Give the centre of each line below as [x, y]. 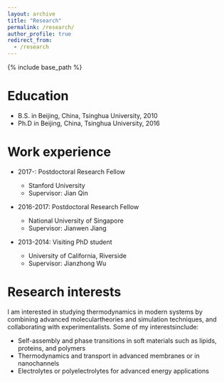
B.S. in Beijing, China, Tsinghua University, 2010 [87, 115]
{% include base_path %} [45, 67]
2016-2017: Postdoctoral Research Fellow [78, 206]
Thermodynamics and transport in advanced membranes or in [109, 356]
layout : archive [31, 14]
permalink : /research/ [41, 27]
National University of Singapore [76, 221]
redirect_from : [30, 41]
